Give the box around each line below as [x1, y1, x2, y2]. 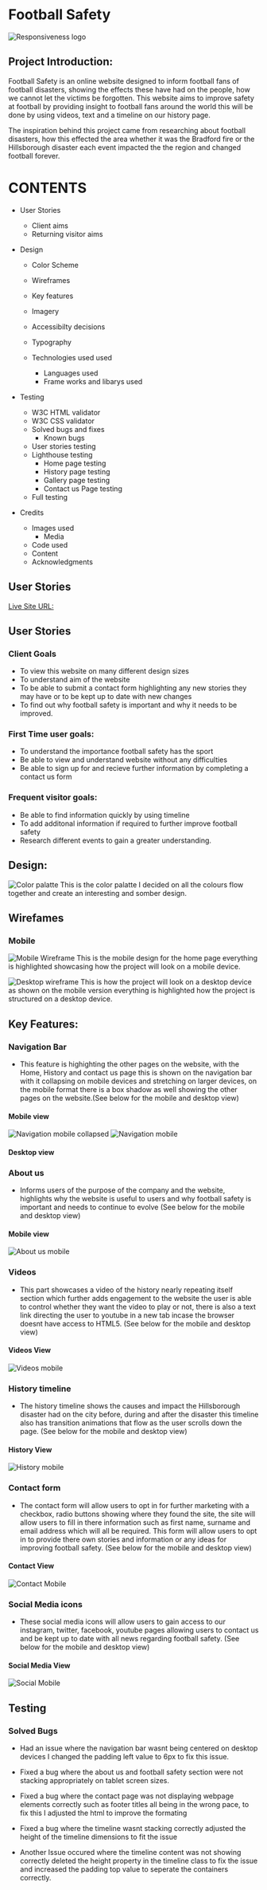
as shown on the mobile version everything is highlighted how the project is [8, 986, 256, 996]
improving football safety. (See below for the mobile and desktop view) [19, 1542, 252, 1552]
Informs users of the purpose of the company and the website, [19, 1185, 226, 1195]
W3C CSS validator [31, 416, 95, 426]
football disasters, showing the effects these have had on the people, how [8, 84, 250, 94]
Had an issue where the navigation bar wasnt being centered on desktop [19, 1743, 258, 1753]
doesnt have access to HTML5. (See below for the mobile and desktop [19, 1318, 251, 1328]
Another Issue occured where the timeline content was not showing [19, 1847, 242, 1857]
